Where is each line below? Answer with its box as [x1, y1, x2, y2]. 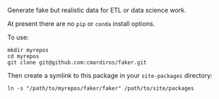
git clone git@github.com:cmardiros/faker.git [7, 59, 147, 66]
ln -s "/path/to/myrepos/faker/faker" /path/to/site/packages [7, 85, 194, 92]
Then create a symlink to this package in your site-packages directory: [7, 72, 213, 79]
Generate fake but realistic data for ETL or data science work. [7, 6, 187, 14]
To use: [7, 33, 30, 41]
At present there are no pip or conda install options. [7, 20, 155, 27]
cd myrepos [7, 53, 40, 60]
